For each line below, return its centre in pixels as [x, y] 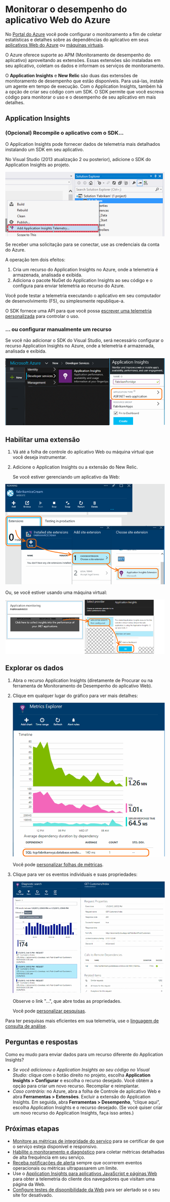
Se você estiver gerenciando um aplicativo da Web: [66, 477]
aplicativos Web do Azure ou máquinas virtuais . [55, 45]
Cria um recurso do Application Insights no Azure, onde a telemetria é [85, 269]
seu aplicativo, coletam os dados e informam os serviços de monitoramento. [85, 66]
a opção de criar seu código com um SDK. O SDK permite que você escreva [84, 91]
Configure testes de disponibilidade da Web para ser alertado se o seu [86, 1189]
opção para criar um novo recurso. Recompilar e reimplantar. [76, 1086]
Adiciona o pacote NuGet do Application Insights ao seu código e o [82, 280]
